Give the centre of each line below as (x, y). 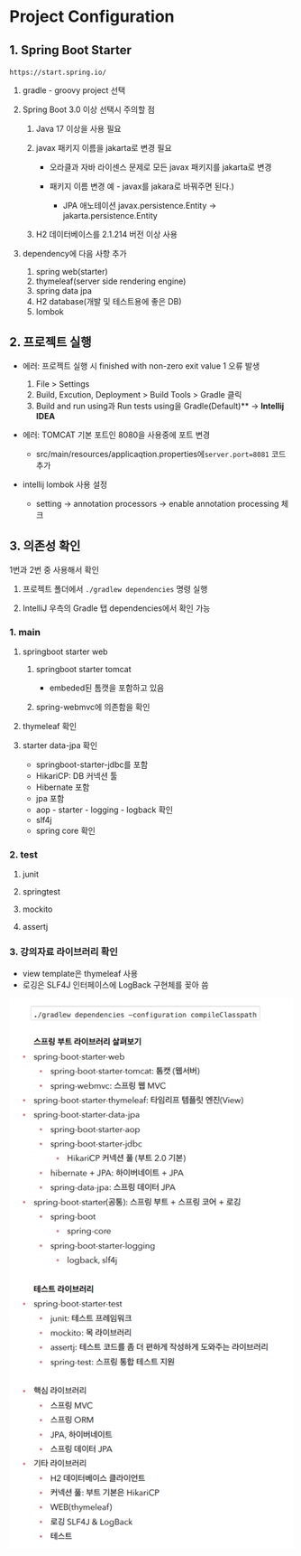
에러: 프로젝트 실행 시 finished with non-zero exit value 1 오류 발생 (141, 366)
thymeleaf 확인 (50, 726)
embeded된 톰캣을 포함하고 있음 (107, 688)
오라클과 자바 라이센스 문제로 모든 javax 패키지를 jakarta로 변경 (160, 167)
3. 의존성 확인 (45, 546)
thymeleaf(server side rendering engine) (111, 281)
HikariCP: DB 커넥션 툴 (77, 775)
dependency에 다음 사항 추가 (75, 253)
